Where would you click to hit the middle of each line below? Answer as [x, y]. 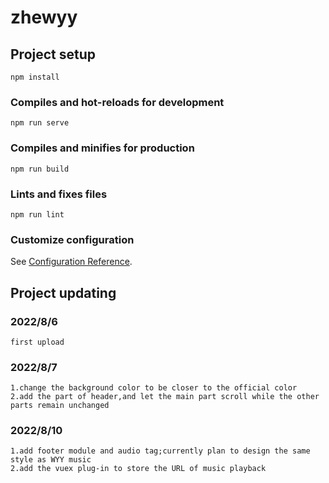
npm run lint [37, 214]
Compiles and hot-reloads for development [117, 102]
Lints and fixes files [59, 194]
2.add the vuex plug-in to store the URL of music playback [138, 469]
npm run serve [40, 123]
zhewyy [44, 17]
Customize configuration [72, 239]
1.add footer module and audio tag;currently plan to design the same [160, 451]
